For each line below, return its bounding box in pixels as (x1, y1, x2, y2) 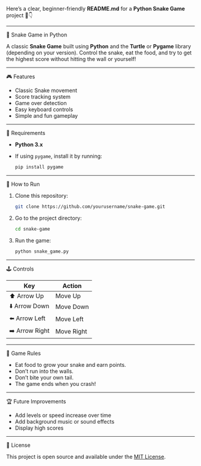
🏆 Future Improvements (6, 397, 66, 405)
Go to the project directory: (14, 214, 82, 222)
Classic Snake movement (14, 87, 78, 94)
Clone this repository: (14, 192, 68, 199)
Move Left (55, 315, 84, 323)
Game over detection (14, 100, 67, 106)
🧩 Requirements (6, 130, 46, 136)
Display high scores (14, 424, 64, 431)
